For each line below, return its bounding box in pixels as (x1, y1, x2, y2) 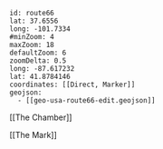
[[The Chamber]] (9, 112, 72, 123)
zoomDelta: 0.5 (9, 56, 67, 65)
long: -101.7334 (9, 25, 71, 34)
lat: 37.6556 (9, 16, 59, 25)
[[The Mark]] (9, 130, 57, 140)
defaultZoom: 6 (9, 48, 67, 57)
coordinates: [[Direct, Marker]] (9, 80, 136, 89)
